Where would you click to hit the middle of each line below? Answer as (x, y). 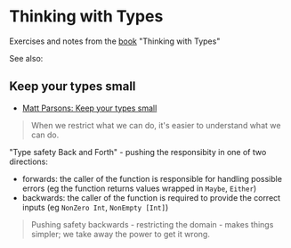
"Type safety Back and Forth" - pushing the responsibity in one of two (138, 152)
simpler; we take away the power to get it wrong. (121, 234)
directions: (29, 161)
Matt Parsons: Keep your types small (89, 108)
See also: (26, 58)
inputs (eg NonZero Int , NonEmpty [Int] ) (95, 207)
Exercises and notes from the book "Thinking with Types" (115, 41)
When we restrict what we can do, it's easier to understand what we (156, 125)
